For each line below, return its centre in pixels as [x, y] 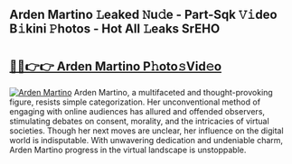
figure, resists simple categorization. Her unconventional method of [135, 102]
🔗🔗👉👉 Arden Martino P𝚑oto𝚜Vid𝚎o [116, 66]
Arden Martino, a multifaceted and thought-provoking [173, 92]
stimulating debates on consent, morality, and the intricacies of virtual [139, 121]
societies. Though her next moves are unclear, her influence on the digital [146, 131]
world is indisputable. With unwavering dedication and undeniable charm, [146, 140]
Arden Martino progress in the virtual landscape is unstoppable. [128, 150]
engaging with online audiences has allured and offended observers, [137, 111]
